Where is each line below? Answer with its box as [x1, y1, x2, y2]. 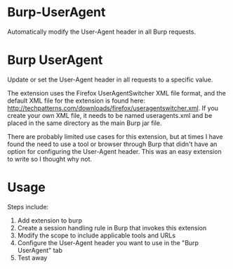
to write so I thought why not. [7, 155, 93, 163]
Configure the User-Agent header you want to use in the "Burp [17, 238, 199, 247]
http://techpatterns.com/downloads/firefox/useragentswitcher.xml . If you [7, 103, 219, 112]
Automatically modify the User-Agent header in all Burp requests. [7, 27, 197, 36]
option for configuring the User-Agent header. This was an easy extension [7, 147, 222, 155]
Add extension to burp [17, 216, 83, 225]
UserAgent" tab [17, 246, 63, 254]
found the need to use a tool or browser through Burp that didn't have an [7, 140, 218, 148]
